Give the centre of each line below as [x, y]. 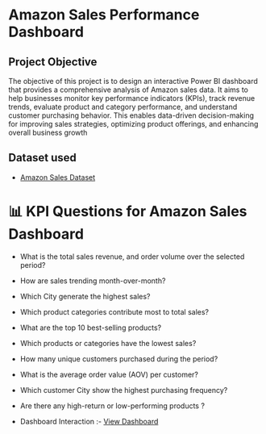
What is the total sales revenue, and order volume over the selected [132, 257]
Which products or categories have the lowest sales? [108, 343]
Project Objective [53, 62]
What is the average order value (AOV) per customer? [109, 374]
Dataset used [42, 158]
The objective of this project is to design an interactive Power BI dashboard [133, 81]
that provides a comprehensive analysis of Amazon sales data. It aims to [128, 90]
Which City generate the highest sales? [85, 296]
